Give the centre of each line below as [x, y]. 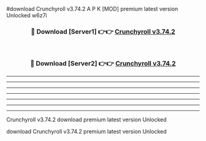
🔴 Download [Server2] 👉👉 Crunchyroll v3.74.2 [103, 64]
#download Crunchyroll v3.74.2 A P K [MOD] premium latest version [92, 9]
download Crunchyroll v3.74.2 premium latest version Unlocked [86, 131]
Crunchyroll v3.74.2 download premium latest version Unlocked [86, 120]
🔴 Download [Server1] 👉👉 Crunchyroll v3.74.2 [103, 31]
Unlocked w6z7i [27, 15]
